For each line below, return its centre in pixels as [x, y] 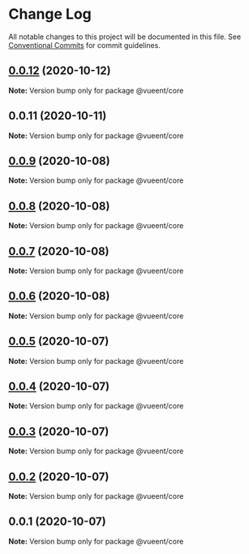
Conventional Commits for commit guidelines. [84, 45]
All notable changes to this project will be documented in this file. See [125, 37]
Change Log [50, 14]
